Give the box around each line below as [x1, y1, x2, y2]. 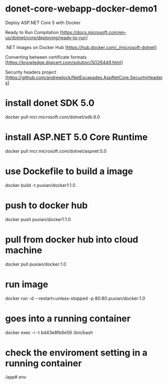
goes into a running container [5, 313, 131, 324]
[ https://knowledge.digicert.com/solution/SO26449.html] [5, 59, 123, 65]
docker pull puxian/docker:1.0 [5, 261, 67, 267]
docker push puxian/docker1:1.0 [5, 216, 71, 222]
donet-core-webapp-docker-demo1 [5, 3, 157, 15]
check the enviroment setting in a [5, 347, 148, 358]
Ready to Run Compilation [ [5, 29, 62, 35]
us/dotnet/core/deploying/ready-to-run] [5, 35, 88, 41]
